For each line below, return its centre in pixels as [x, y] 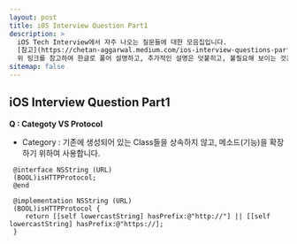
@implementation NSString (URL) [72, 201]
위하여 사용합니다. [69, 153]
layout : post [33, 17]
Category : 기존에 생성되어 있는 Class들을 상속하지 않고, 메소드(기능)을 [145, 141]
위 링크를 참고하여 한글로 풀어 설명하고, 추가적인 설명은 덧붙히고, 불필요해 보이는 [147, 58]
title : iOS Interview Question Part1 [79, 26]
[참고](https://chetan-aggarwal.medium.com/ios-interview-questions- [146, 50]
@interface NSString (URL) [63, 170]
